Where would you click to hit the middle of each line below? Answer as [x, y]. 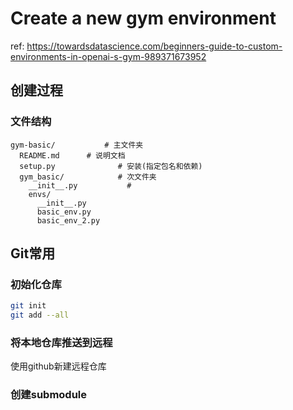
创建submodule [49, 395]
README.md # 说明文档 [72, 155]
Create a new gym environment [143, 18]
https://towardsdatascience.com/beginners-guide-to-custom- [154, 46]
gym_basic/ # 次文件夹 [88, 177]
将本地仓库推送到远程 [61, 342]
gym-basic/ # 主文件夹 [77, 145]
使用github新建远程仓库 [58, 366]
